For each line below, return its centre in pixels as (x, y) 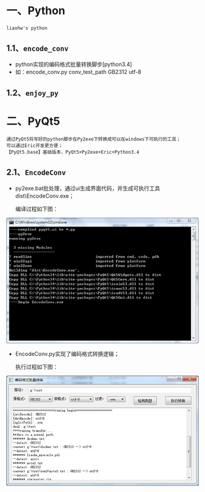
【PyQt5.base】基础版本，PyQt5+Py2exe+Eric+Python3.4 (73, 152)
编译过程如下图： (37, 209)
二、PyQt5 (33, 121)
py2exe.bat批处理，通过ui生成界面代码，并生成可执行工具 (88, 188)
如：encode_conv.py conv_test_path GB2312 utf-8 (78, 71)
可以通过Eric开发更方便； (34, 146)
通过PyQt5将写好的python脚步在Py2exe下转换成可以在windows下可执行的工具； (94, 139)
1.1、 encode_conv (38, 49)
